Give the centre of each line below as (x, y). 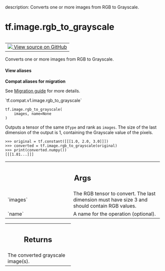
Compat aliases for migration (35, 81)
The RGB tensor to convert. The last (114, 193)
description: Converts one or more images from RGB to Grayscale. (72, 7)
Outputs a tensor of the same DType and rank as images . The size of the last (81, 127)
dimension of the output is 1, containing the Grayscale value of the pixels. (79, 133)
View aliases (18, 70)
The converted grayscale (36, 255)
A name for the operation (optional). (115, 214)
